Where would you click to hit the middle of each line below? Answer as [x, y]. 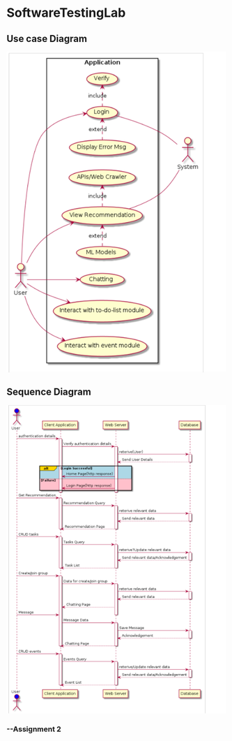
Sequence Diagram [49, 392]
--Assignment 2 [34, 729]
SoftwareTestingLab [66, 13]
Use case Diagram [47, 39]
